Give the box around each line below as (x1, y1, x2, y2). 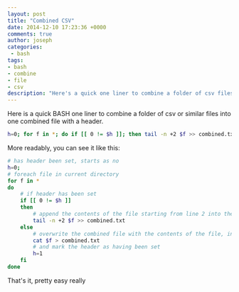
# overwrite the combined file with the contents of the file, (33, 230, 224, 237)
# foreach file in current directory (7, 170, 119, 178)
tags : (7, 57, 23, 64)
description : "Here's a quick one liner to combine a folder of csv (7, 90, 215, 97)
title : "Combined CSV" (7, 17, 75, 24)
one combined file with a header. (7, 117, 104, 125)
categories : (7, 43, 43, 51)
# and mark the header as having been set (33, 244, 161, 251)
